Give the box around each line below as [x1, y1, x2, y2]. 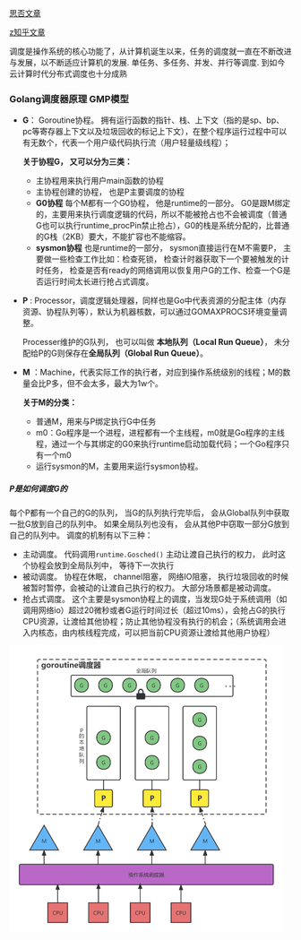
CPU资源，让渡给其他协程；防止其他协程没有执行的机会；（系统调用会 [21, 617, 279, 627]
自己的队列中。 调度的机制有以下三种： [9, 530, 153, 540]
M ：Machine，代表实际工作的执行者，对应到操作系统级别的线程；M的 [21, 367, 284, 378]
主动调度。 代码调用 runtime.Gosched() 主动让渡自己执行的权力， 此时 [21, 549, 279, 560]
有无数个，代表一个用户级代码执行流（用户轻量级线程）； [21, 137, 231, 148]
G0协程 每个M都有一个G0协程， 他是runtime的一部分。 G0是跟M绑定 [35, 198, 291, 209]
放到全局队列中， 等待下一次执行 [53, 560, 175, 571]
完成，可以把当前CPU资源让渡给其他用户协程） [100, 627, 275, 638]
